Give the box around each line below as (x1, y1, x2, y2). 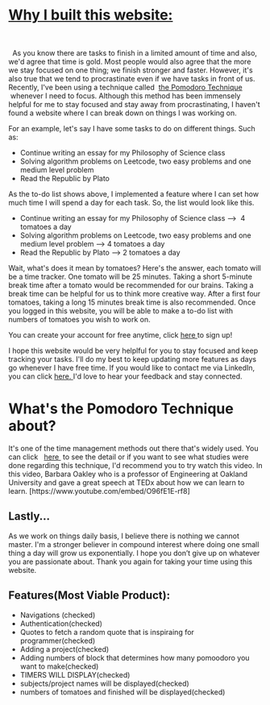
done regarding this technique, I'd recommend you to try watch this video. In (8, 460, 264, 470)
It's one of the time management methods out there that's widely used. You (8, 443, 259, 453)
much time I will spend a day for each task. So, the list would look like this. (8, 197, 255, 207)
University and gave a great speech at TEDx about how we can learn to (8, 477, 245, 487)
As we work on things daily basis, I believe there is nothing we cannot (8, 531, 240, 541)
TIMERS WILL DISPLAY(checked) (19, 670, 131, 679)
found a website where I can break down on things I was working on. (8, 108, 238, 118)
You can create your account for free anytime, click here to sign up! (8, 330, 233, 339)
